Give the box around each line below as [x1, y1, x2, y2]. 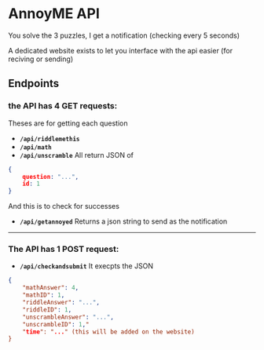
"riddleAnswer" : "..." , [22, 299, 101, 307]
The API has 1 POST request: [8, 244, 119, 255]
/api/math [19, 143, 53, 151]
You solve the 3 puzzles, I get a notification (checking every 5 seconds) [8, 31, 240, 40]
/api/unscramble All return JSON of [19, 150, 134, 159]
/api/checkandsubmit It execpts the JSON [19, 261, 154, 271]
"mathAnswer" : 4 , [22, 284, 79, 292]
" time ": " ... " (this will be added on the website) [22, 327, 195, 336]
